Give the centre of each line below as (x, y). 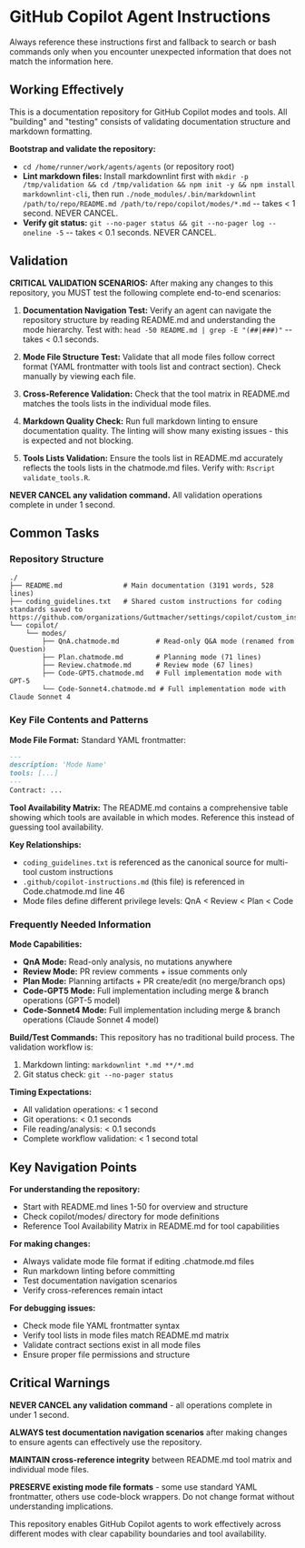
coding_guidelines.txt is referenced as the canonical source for (143, 862)
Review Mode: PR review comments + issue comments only (135, 971)
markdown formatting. (51, 131)
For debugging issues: (53, 1308)
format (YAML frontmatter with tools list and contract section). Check (152, 367)
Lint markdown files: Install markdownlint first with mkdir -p (135, 176)
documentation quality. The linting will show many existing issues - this (155, 430)
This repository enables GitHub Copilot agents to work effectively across (145, 1523)
